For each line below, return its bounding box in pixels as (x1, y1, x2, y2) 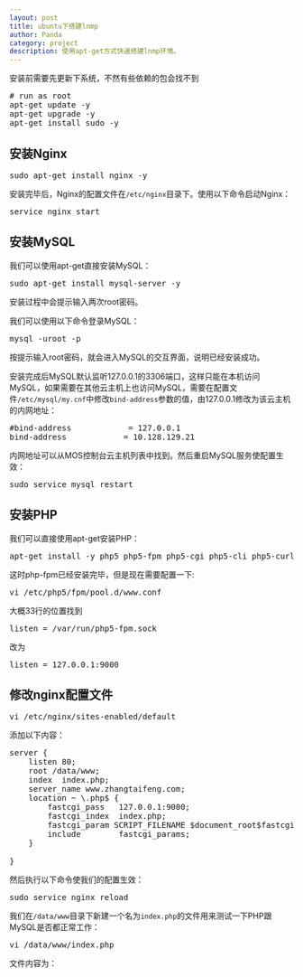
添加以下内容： (9, 729, 65, 741)
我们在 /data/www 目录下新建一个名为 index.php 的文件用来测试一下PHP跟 (9, 910, 272, 922)
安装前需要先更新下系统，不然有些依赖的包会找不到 (9, 73, 199, 84)
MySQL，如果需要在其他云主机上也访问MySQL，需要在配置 (9, 381, 230, 393)
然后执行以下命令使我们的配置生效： (9, 874, 144, 886)
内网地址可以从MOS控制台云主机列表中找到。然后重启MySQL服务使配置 (9, 449, 277, 461)
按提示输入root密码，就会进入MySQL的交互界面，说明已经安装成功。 (9, 352, 265, 362)
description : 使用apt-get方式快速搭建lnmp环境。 (9, 47, 180, 56)
